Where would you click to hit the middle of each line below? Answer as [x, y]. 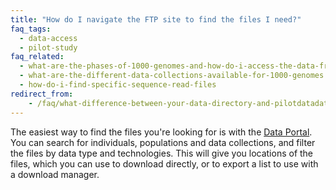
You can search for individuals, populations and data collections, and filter [163, 142]
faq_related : [37, 57]
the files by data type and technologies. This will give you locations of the [162, 153]
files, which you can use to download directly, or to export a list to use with [164, 163]
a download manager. [55, 174]
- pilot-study [48, 47]
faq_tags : [31, 29]
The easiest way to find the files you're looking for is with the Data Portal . [161, 132]
